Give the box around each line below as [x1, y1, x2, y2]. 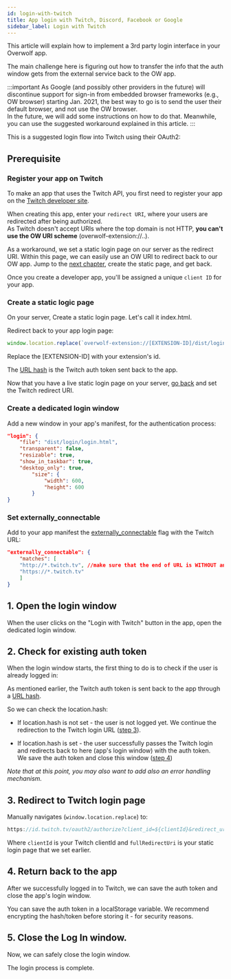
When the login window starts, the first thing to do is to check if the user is [7, 664, 219, 672]
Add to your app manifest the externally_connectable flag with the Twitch [7, 528, 214, 537]
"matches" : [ [19, 556, 57, 562]
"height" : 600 [43, 483, 85, 491]
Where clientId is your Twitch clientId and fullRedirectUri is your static [7, 839, 214, 847]
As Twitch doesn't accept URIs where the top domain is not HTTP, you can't [7, 224, 223, 233]
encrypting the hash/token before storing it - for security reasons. [7, 912, 194, 920]
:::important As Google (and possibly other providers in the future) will [7, 83, 206, 92]
